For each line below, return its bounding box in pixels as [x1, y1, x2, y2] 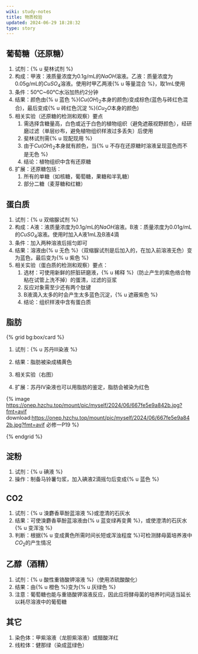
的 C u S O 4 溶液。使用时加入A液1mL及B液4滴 [14, 231, 119, 239]
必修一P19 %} [46, 421, 80, 428]
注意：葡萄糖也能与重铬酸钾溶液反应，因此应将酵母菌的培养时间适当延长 [14, 591, 191, 598]
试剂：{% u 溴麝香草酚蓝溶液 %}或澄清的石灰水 [14, 510, 131, 517]
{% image [6, 395, 30, 402]
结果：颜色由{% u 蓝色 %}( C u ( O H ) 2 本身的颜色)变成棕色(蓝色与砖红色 [14, 96, 183, 104]
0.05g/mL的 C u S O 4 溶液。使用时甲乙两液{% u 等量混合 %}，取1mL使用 [14, 80, 186, 89]
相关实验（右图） [14, 371, 57, 378]
